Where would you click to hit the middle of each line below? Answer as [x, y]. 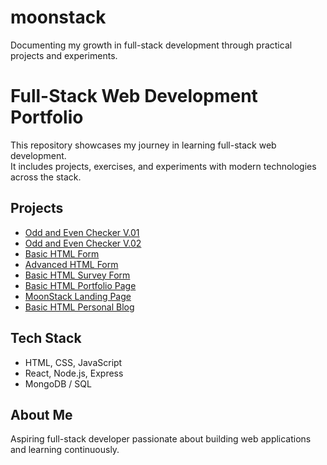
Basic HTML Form [62, 253]
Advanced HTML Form [71, 264]
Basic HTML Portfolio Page [80, 285]
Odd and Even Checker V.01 [82, 232]
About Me [41, 414]
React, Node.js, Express [74, 373]
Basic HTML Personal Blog [79, 307]
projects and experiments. [64, 55]
